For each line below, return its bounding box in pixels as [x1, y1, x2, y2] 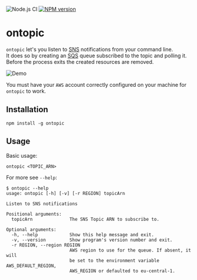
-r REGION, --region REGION [11, 242, 81, 248]
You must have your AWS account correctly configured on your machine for [6, 81, 187, 88]
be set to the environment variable [69, 258, 160, 263]
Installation [6, 105, 48, 115]
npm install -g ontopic [6, 120, 65, 126]
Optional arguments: [6, 226, 57, 233]
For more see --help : [6, 174, 57, 181]
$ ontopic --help [6, 185, 49, 191]
